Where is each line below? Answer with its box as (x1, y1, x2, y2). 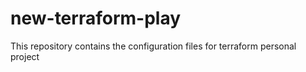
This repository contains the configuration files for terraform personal (10, 40, 297, 52)
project (10, 50, 40, 62)
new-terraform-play (10, 7, 182, 30)
